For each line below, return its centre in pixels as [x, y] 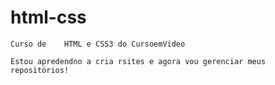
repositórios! [40, 70]
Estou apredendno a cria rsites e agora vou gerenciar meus [138, 61]
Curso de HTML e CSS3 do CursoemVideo [98, 44]
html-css [48, 17]
